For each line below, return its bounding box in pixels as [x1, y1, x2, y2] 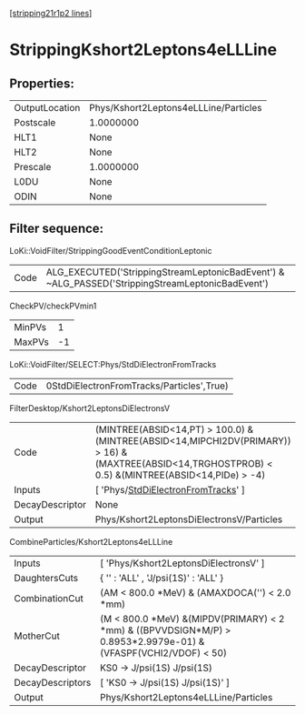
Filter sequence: [9, 221, 104, 237]
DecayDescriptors [14, 676, 92, 689]
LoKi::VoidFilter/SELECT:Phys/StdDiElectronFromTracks [9, 358, 217, 369]
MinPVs [14, 320, 47, 333]
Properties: [9, 76, 74, 91]
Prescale [14, 161, 52, 173]
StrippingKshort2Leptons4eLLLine [9, 40, 278, 60]
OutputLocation [14, 102, 81, 114]
